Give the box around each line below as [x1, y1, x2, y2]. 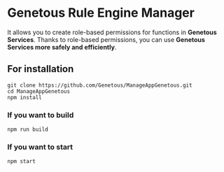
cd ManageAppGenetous [7, 87, 71, 95]
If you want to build [7, 110, 74, 120]
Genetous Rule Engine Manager [7, 5, 195, 21]
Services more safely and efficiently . [7, 43, 117, 51]
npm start [7, 158, 36, 165]
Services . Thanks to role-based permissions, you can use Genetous [7, 35, 205, 43]
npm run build [7, 126, 49, 134]
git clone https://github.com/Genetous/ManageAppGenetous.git [7, 82, 192, 89]
